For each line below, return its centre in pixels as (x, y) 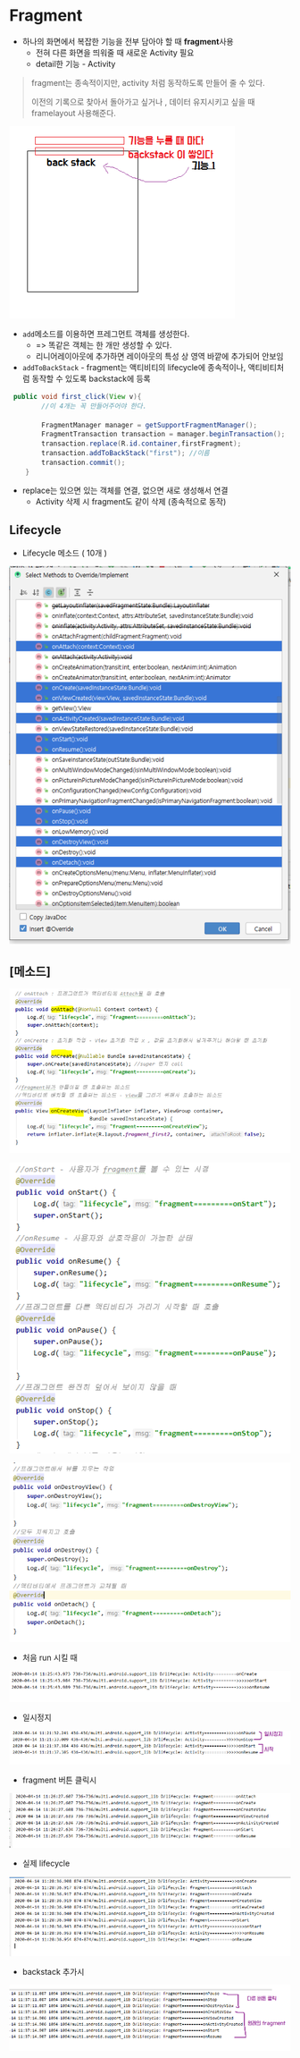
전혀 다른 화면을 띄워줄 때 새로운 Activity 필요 (115, 52)
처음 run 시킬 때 (50, 1657)
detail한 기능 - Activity (75, 64)
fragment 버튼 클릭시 (59, 1780)
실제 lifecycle (46, 1863)
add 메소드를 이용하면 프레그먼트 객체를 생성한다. (106, 334)
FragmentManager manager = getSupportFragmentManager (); (149, 425)
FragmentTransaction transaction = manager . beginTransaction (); (163, 435)
